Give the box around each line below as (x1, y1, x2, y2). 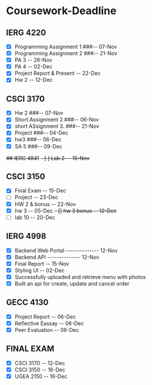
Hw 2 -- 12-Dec (14, 77, 53, 84)
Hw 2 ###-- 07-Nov (14, 109, 64, 117)
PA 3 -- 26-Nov (14, 57, 52, 64)
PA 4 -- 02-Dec (14, 63, 53, 70)
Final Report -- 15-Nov (14, 260, 70, 267)
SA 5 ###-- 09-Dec (14, 142, 63, 150)
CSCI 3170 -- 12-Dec (14, 359, 65, 366)
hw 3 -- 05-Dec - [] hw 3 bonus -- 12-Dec (14, 207, 117, 214)
